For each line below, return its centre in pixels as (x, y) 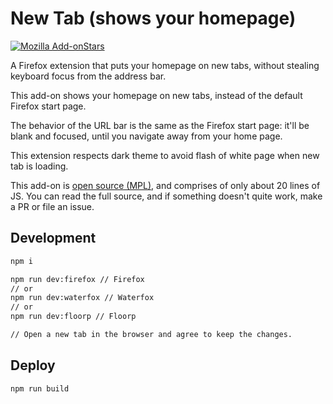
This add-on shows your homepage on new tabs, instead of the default (156, 95)
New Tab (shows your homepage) (153, 18)
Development (53, 238)
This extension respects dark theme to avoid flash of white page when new (165, 155)
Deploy (33, 365)
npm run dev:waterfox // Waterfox (82, 298)
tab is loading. (39, 166)
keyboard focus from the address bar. (88, 76)
